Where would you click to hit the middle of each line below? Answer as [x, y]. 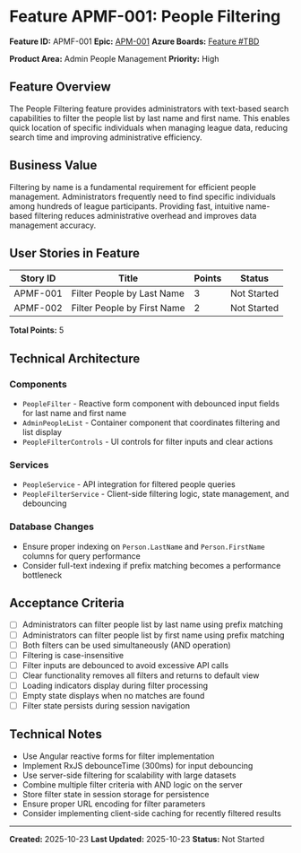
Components [38, 384]
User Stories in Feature [75, 253]
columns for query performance [81, 556]
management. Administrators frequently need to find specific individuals [142, 196]
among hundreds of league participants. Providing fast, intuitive [127, 206]
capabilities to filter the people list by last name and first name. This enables [150, 118]
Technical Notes [56, 734]
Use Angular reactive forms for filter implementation [118, 756]
